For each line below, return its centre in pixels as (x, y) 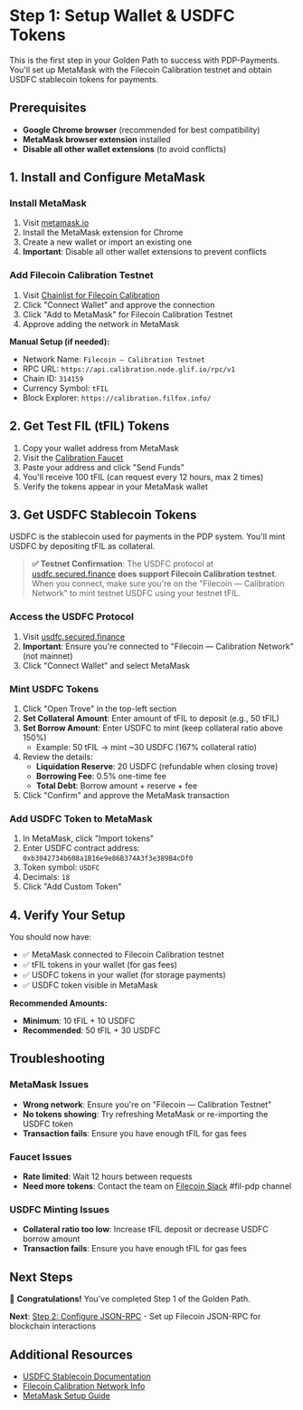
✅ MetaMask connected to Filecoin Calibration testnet (123, 955)
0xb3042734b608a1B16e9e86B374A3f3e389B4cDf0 (108, 859)
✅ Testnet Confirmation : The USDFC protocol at (123, 564)
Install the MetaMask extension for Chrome (103, 233)
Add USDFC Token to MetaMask (81, 818)
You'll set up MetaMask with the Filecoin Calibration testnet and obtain (141, 70)
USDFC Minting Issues (60, 1209)
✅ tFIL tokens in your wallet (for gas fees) (100, 965)
